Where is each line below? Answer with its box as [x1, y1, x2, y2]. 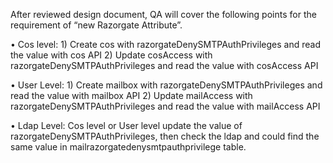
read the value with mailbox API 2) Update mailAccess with [10, 90, 253, 101]
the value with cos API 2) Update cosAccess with [10, 49, 213, 61]
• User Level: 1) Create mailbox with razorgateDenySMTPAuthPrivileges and [10, 79, 323, 91]
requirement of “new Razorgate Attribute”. [10, 19, 183, 31]
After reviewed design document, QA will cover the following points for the [10, 9, 317, 20]
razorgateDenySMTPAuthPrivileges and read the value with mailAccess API [10, 100, 321, 112]
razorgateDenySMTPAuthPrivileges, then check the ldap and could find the [10, 130, 320, 142]
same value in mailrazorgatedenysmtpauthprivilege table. [10, 141, 247, 153]
